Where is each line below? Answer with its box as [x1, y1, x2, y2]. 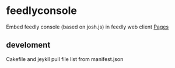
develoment [6, 40, 51, 50]
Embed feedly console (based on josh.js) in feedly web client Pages [6, 23, 169, 30]
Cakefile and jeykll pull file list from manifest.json [6, 55, 124, 62]
